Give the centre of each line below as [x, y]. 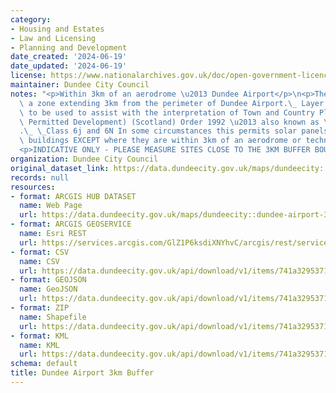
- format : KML [40, 336]
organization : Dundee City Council [84, 159]
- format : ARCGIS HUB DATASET [73, 196]
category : [31, 19]
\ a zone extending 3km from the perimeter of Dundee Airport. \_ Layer [172, 103]
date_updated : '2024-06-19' [69, 66]
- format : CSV [40, 252]
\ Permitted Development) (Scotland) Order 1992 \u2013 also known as [169, 122]
